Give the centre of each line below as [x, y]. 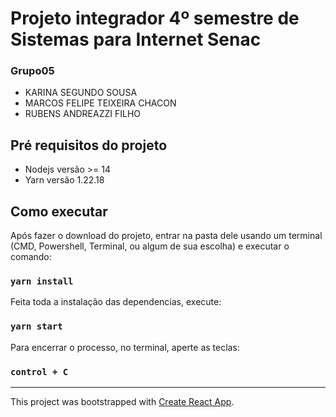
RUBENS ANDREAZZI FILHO [83, 114]
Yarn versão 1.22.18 [64, 180]
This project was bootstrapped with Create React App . [122, 401]
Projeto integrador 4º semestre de [155, 18]
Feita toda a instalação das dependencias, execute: [116, 302]
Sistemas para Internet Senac [136, 39]
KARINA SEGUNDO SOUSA [81, 93]
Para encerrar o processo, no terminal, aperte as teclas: [125, 347]
